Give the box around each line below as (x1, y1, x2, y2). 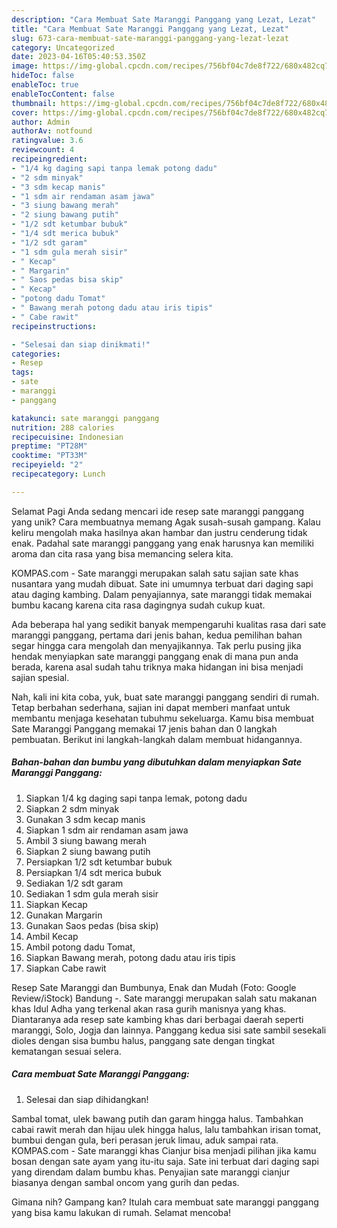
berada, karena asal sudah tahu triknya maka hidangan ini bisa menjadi (11, 661, 304, 673)
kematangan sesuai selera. (11, 1045, 122, 1057)
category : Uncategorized (11, 42, 115, 53)
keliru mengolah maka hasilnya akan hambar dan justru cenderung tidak (11, 526, 308, 538)
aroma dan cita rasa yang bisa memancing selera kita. (11, 547, 234, 560)
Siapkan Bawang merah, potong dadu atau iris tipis (25, 951, 236, 963)
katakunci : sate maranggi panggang (11, 413, 160, 423)
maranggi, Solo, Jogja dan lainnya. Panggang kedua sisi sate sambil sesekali (11, 1024, 327, 1036)
